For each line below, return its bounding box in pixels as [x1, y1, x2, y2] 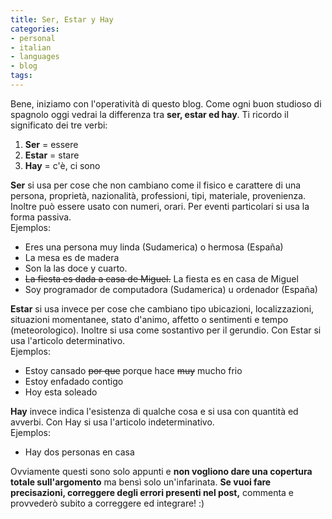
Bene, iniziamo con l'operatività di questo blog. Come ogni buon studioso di [10, 97, 322, 110]
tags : [10, 71, 33, 81]
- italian [10, 42, 52, 53]
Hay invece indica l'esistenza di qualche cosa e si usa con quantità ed [10, 405, 299, 417]
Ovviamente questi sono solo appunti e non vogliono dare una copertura [10, 465, 313, 477]
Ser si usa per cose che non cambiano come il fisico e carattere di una [10, 179, 302, 191]
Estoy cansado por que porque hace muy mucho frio [24, 364, 243, 376]
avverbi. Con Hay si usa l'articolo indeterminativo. [10, 416, 215, 428]
